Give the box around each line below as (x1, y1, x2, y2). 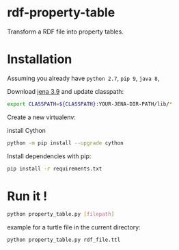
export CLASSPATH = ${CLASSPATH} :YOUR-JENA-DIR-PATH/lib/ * (7, 101, 173, 108)
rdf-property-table (7, 5, 115, 21)
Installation (7, 51, 72, 67)
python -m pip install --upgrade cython (7, 139, 124, 147)
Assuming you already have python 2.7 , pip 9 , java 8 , (7, 74, 160, 82)
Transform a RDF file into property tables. (7, 27, 124, 36)
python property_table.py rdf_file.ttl (7, 236, 121, 244)
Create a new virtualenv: (7, 113, 77, 121)
